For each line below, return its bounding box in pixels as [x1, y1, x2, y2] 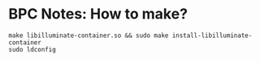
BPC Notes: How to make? [8, 5, 188, 23]
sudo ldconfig [8, 45, 57, 53]
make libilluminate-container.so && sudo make [8, 31, 169, 39]
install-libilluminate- [171, 31, 253, 39]
